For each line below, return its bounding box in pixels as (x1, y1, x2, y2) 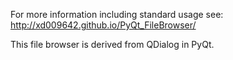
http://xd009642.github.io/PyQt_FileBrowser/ (10, 19, 197, 31)
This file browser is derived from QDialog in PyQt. (10, 39, 215, 50)
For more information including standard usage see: (10, 9, 224, 20)
